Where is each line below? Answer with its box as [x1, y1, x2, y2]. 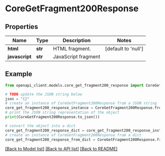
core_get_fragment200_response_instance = [5, 105, 93, 110]
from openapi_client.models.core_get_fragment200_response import [5, 83, 144, 88]
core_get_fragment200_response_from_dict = [5, 137, 96, 142]
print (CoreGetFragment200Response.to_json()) [5, 115, 100, 120]
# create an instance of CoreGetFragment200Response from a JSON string [5, 101, 157, 106]
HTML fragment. [53, 45, 91, 52]
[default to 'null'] [105, 45, 144, 52]
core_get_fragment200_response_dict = [5, 128, 84, 133]
